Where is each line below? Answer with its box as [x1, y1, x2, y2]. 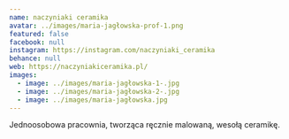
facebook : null [9, 37, 65, 47]
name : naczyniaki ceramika [9, 12, 109, 22]
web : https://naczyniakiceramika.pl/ [9, 63, 148, 72]
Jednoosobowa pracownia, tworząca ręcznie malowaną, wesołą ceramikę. [9, 120, 280, 130]
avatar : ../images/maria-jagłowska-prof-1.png [9, 21, 184, 30]
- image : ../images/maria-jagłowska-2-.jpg [17, 87, 179, 96]
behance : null [9, 54, 62, 63]
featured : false [9, 29, 69, 38]
